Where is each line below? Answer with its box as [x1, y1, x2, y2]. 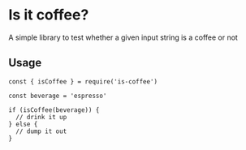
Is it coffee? [8, 6, 89, 24]
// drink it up [15, 113, 67, 121]
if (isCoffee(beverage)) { [8, 105, 100, 114]
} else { [8, 120, 38, 128]
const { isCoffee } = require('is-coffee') [8, 77, 158, 86]
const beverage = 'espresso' [8, 92, 107, 100]
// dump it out [15, 127, 67, 135]
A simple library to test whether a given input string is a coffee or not [8, 32, 238, 42]
